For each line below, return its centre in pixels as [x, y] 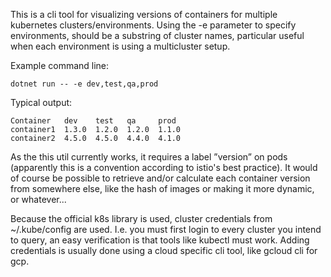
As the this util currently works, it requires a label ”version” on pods [149, 157]
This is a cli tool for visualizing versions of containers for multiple [144, 14]
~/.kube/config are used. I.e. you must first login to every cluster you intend [166, 229]
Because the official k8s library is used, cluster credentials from [141, 218]
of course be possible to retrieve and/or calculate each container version [160, 178]
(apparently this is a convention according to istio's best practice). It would [164, 167]
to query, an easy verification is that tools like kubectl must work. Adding [160, 240]
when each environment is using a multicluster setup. [120, 46]
